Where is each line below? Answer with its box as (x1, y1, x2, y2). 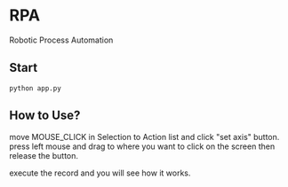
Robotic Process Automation (9, 35, 114, 45)
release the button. (9, 150, 78, 160)
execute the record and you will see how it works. (9, 168, 191, 178)
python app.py (9, 83, 62, 93)
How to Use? (9, 108, 81, 123)
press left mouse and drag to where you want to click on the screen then (9, 141, 276, 152)
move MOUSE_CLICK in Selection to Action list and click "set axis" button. (9, 131, 280, 142)
